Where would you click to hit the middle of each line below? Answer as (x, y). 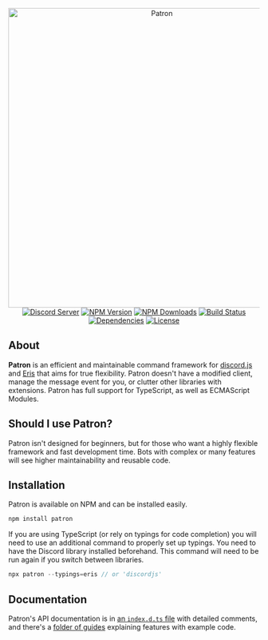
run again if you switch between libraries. (76, 560)
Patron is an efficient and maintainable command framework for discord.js (130, 364)
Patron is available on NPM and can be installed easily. (98, 504)
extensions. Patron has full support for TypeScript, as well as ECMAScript (129, 390)
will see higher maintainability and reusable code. (89, 460)
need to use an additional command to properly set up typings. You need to (132, 543)
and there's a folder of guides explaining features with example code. (122, 627)
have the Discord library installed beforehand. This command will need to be (134, 551)
